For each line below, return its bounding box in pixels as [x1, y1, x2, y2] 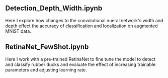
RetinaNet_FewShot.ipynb [5, 43, 89, 51]
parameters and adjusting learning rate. [5, 66, 87, 72]
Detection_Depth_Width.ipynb [5, 4, 103, 13]
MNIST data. [5, 28, 31, 34]
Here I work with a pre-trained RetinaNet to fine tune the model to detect [5, 56, 156, 62]
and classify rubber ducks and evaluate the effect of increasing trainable [5, 61, 156, 67]
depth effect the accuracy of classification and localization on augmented [5, 23, 158, 29]
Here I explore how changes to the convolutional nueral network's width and [5, 17, 163, 23]
